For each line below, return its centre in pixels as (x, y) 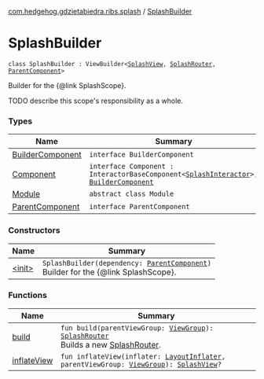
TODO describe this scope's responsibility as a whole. (95, 101)
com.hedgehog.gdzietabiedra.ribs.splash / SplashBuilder (100, 11)
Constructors (34, 230)
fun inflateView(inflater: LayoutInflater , (143, 356)
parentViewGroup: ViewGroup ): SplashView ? (141, 364)
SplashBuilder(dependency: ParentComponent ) (127, 263)
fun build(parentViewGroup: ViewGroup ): (137, 328)
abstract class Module (132, 194)
